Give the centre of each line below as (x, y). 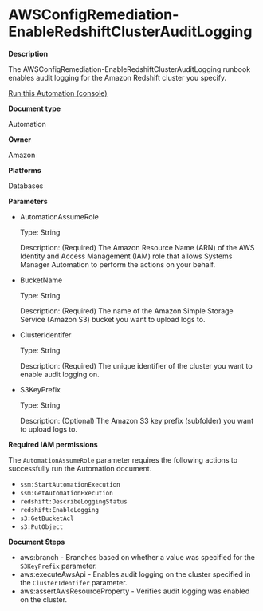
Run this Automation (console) (58, 93)
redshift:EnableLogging (59, 510)
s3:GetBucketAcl (47, 518)
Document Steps (37, 542)
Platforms (25, 170)
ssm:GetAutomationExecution (66, 493)
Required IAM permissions (53, 444)
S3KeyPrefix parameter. (58, 566)
